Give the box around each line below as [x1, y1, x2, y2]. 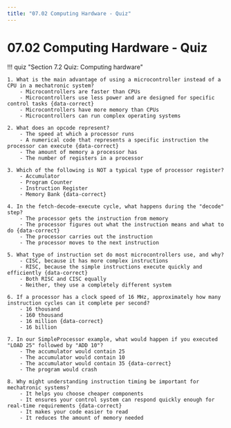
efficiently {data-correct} [7, 269, 89, 276]
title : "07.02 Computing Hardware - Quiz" [7, 10, 131, 17]
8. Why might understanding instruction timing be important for [7, 378, 199, 385]
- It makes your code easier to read [19, 408, 129, 415]
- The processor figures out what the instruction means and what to [19, 221, 225, 228]
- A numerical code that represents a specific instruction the [19, 136, 209, 144]
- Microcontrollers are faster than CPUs [19, 88, 140, 95]
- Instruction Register [19, 184, 89, 192]
